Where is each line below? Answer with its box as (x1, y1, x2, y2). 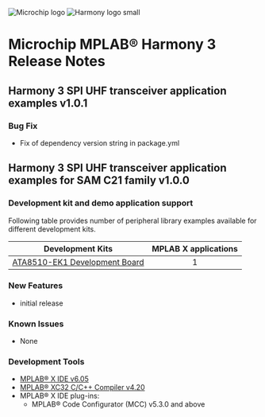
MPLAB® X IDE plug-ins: (19, 391, 100, 401)
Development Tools (8, 357, 85, 368)
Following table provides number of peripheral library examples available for (8, 216, 257, 225)
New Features (8, 280, 63, 291)
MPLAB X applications (152, 243, 238, 254)
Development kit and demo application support (8, 197, 194, 208)
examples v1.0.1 (8, 96, 88, 110)
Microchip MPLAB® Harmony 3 (8, 36, 217, 53)
